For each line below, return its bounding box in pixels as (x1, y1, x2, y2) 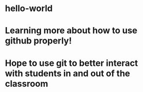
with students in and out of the (5, 68, 130, 79)
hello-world (5, 3, 53, 14)
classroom (5, 78, 48, 89)
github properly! (5, 35, 72, 46)
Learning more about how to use (5, 25, 138, 36)
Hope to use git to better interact (5, 58, 138, 68)
